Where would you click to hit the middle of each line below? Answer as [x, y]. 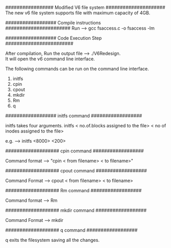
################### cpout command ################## [76, 171]
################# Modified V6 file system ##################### [85, 7]
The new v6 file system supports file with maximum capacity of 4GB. [78, 13]
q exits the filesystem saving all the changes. [52, 240]
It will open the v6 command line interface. [50, 59]
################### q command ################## [71, 230]
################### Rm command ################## [74, 190]
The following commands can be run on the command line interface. [77, 69]
